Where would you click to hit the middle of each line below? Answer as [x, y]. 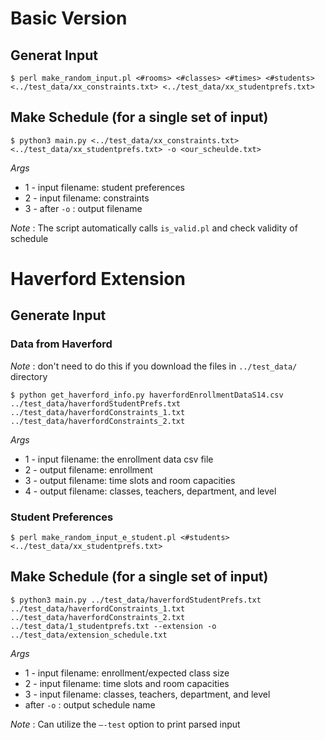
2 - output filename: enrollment [88, 469]
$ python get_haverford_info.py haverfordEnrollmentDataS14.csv [147, 395]
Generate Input [58, 315]
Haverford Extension [98, 279]
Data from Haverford [61, 344]
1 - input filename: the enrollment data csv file [119, 459]
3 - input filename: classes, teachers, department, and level [147, 694]
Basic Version [69, 18]
